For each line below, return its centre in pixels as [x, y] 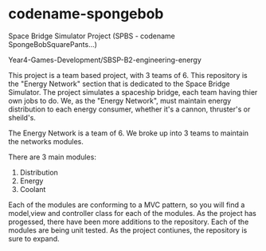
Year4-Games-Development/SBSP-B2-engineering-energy [105, 60]
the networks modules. [46, 141]
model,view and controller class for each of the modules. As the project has [133, 213]
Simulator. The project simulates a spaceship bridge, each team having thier [133, 92]
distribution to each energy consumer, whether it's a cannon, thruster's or [129, 109]
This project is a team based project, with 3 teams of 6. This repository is [128, 75]
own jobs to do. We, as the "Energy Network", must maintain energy [120, 100]
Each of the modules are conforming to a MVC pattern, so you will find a [127, 205]
